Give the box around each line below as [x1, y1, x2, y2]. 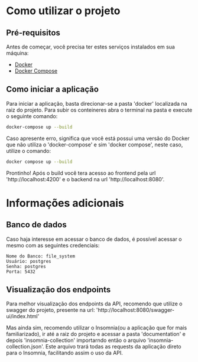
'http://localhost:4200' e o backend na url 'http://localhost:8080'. [6, 175, 165, 182]
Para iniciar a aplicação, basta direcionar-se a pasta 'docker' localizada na [6, 100, 187, 107]
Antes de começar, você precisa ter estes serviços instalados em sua [6, 43, 176, 50]
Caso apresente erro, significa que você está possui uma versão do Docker [6, 135, 190, 142]
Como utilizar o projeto [6, 4, 121, 18]
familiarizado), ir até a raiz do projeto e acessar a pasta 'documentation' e [6, 331, 186, 338]
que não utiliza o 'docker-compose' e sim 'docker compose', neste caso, [6, 141, 183, 148]
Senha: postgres [6, 263, 46, 269]
